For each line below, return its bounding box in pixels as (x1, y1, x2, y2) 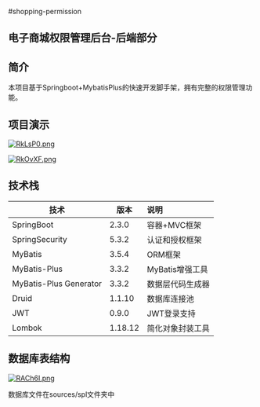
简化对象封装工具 (146, 322, 210, 333)
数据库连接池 (146, 293, 194, 304)
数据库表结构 (8, 352, 70, 365)
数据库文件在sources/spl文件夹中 (8, 389, 115, 399)
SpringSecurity (12, 233, 68, 244)
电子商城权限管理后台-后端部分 (8, 31, 157, 45)
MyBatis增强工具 (146, 263, 209, 274)
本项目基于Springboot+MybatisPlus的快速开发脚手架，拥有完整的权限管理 (8, 82, 246, 93)
